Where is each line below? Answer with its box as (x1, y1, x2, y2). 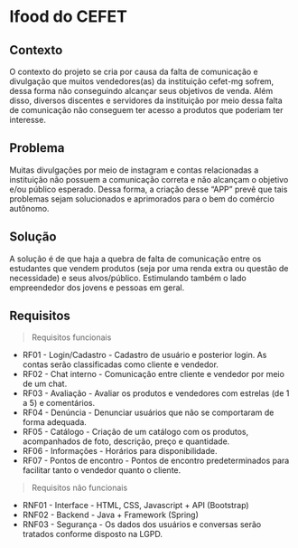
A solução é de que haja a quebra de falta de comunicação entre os (9, 253, 262, 264)
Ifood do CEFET (9, 6, 128, 27)
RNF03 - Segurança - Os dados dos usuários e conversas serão (22, 519, 262, 530)
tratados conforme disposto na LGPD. (22, 529, 163, 540)
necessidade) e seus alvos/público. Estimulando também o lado (9, 272, 247, 283)
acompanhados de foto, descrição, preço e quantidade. (22, 436, 230, 447)
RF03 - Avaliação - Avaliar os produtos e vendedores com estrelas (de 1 (22, 388, 290, 399)
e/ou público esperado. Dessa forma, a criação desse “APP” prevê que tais (9, 184, 288, 194)
